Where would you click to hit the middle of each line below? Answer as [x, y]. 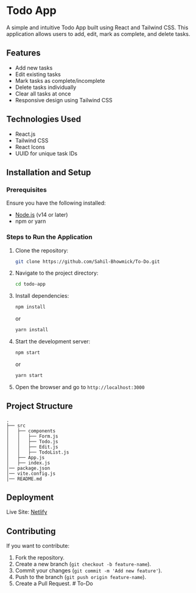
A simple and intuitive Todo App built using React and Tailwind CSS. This [97, 27]
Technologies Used [44, 119]
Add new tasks [34, 68]
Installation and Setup [49, 172]
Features [23, 53]
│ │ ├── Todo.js [33, 441]
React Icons [30, 147]
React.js [25, 134]
